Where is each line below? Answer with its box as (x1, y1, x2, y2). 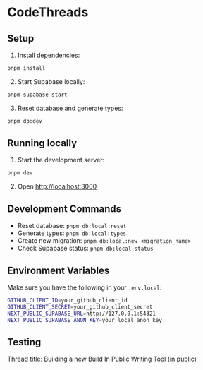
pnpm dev (7, 169, 33, 177)
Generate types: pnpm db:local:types (17, 229, 127, 237)
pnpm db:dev (7, 117, 42, 124)
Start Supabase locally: (17, 77, 85, 85)
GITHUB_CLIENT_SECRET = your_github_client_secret (7, 303, 153, 311)
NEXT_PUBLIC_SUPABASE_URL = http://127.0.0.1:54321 (7, 310, 156, 317)
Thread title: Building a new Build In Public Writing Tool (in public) (7, 354, 197, 364)
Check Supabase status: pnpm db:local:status (17, 244, 154, 253)
